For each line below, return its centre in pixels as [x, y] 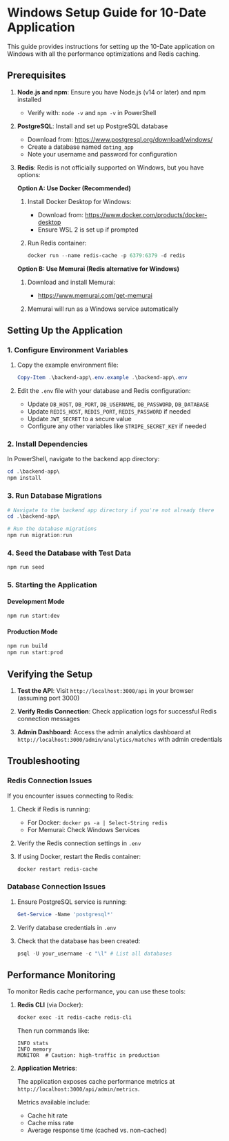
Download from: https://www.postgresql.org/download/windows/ [120, 139]
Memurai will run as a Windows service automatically [103, 309]
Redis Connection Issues [50, 780]
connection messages [49, 718]
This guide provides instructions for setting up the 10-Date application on [111, 46]
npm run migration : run [40, 536]
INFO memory [34, 1049]
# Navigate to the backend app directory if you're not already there [111, 510]
